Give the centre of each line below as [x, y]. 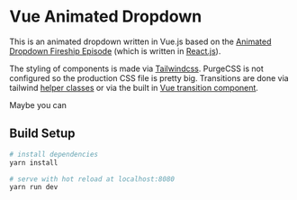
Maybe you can [38, 105]
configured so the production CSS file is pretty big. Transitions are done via [149, 77]
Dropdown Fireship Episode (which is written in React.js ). [115, 50]
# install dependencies [54, 154]
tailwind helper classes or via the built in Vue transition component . [134, 87]
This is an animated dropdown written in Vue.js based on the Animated [140, 41]
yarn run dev [34, 187]
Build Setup [42, 134]
